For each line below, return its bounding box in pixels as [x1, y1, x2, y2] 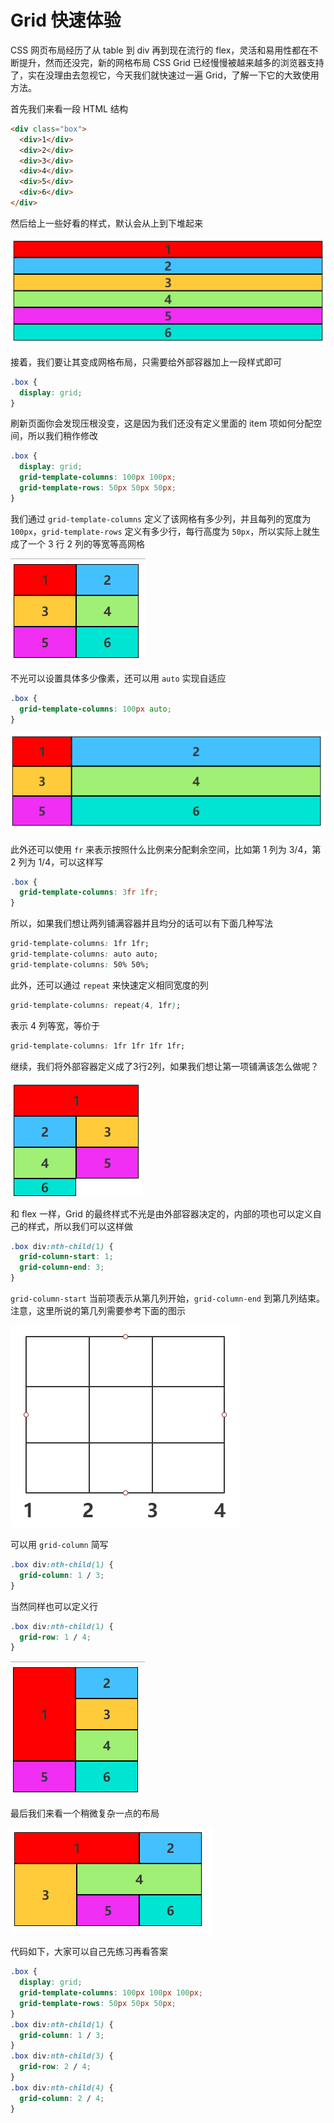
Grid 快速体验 [10, 9, 122, 32]
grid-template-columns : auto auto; [10, 949, 159, 960]
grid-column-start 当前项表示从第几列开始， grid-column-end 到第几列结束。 [10, 1292, 325, 1305]
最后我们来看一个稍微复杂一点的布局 [10, 1807, 160, 1820]
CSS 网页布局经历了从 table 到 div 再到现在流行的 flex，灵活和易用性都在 [10, 44, 310, 56]
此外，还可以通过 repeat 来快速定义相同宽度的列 [10, 979, 209, 991]
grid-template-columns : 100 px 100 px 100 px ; [19, 1988, 203, 1998]
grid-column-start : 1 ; [19, 1252, 114, 1262]
